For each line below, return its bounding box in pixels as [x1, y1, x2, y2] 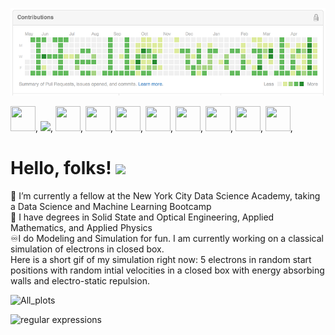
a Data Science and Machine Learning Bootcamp [10, 200, 212, 212]
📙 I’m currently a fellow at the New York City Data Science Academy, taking [10, 189, 321, 202]
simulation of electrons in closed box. [10, 243, 165, 255]
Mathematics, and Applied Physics [10, 221, 153, 233]
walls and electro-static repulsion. [10, 274, 150, 287]
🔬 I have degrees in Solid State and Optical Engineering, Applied [10, 211, 275, 223]
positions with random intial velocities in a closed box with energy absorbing [10, 264, 325, 276]
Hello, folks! [10, 156, 112, 179]
